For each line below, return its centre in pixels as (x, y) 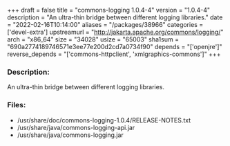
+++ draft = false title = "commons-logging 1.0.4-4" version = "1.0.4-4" (109, 10)
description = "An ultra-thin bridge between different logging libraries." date (115, 17)
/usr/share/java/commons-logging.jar (70, 135)
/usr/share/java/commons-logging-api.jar (76, 127)
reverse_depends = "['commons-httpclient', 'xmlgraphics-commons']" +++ (114, 54)
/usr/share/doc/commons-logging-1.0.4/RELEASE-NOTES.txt (104, 120)
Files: (17, 105)
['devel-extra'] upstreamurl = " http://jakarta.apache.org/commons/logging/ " (115, 32)
